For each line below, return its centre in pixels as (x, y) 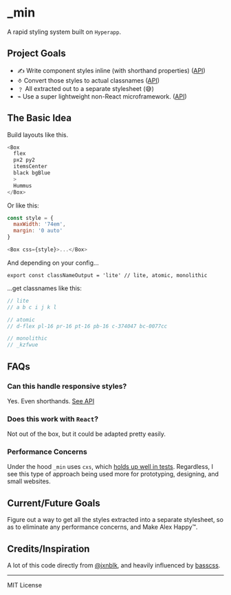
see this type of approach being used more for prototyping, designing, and (113, 474)
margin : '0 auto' (38, 231)
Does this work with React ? (53, 418)
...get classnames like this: (45, 288)
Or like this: (23, 205)
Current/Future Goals (54, 503)
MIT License (25, 585)
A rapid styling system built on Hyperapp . (64, 32)
